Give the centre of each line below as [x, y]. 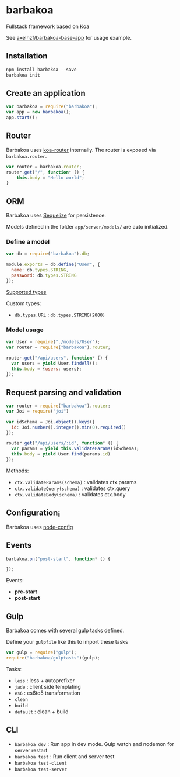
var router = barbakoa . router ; [44, 167]
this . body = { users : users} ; [47, 369]
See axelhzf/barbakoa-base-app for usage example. [69, 37]
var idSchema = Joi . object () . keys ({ [50, 422]
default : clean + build [41, 712]
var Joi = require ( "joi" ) [37, 411]
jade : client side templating [48, 686]
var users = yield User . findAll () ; [54, 363]
